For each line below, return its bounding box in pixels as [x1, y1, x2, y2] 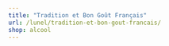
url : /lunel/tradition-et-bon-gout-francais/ [8, 19, 161, 27]
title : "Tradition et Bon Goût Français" [8, 11, 148, 19]
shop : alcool [8, 26, 52, 34]
